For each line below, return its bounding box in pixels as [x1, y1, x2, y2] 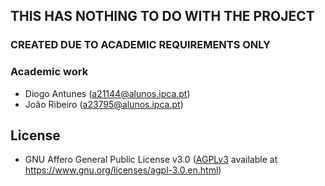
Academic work [10, 65, 89, 79]
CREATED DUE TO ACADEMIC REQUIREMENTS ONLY [10, 38, 272, 52]
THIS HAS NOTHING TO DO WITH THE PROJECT [10, 8, 315, 25]
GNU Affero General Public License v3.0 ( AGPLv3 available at [24, 154, 278, 166]
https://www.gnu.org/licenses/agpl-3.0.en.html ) [24, 164, 222, 176]
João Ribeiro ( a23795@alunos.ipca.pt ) [24, 98, 184, 110]
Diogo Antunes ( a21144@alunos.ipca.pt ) [24, 87, 191, 99]
